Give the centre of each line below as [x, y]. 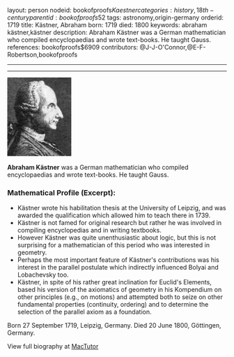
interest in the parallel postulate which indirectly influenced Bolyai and [118, 268]
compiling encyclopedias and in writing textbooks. [89, 231]
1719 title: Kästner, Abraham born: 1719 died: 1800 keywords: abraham [107, 25]
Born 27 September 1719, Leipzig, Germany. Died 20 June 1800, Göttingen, [114, 326]
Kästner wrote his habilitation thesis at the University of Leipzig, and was [122, 208]
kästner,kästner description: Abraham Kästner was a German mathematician [117, 32]
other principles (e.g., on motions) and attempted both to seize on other [120, 297]
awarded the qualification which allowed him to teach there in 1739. [114, 215]
